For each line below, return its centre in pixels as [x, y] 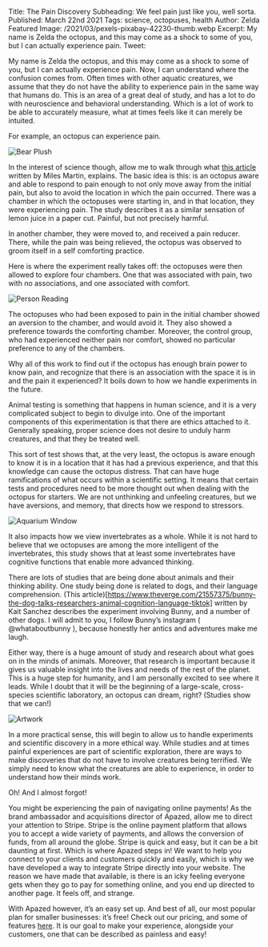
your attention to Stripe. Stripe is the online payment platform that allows [128, 825]
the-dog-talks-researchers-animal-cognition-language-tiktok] [111, 603]
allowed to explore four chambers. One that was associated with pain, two [130, 275]
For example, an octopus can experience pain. [85, 136]
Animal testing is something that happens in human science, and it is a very [132, 405]
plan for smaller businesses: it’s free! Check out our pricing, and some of [128, 917]
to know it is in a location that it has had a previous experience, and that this [133, 463]
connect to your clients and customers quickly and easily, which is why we [131, 859]
